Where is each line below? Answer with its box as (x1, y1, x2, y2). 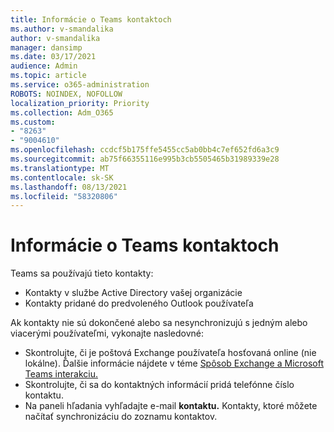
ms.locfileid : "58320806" (10, 191, 118, 201)
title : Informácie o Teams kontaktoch (10, 14, 172, 25)
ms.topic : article (10, 71, 87, 81)
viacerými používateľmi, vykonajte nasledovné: (10, 327, 204, 340)
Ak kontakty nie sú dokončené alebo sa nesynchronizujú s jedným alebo (10, 317, 308, 329)
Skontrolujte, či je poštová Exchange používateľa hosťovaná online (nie (24, 347, 317, 359)
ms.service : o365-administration (10, 80, 150, 90)
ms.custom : (10, 117, 56, 127)
